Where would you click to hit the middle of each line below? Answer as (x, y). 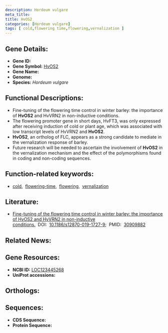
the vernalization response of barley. (50, 142)
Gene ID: (21, 61)
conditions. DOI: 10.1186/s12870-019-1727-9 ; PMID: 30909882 (79, 225)
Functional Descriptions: (44, 98)
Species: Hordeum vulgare (40, 82)
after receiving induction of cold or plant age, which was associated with (87, 126)
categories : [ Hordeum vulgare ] (38, 24)
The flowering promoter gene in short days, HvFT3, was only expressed (86, 121)
